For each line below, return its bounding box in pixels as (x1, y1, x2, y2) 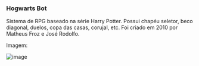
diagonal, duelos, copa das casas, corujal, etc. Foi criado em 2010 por (6, 24, 178, 31)
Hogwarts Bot (6, 4, 47, 12)
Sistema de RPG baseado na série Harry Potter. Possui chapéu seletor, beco (6, 18, 194, 25)
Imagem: (6, 42, 28, 49)
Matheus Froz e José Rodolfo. (6, 30, 80, 37)
